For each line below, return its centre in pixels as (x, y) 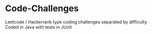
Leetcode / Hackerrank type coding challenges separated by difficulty (76, 22)
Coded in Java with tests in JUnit (39, 27)
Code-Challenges (42, 8)
